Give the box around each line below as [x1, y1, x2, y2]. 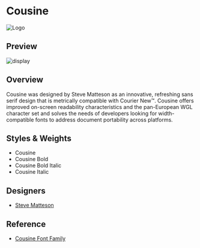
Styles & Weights [6, 133, 72, 143]
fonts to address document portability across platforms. [35, 116, 173, 123]
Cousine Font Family [14, 235, 66, 242]
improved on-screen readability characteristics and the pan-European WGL [6, 103, 193, 110]
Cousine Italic [14, 168, 49, 176]
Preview [6, 41, 38, 52]
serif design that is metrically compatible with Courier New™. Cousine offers [6, 97, 194, 104]
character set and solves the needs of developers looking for [6, 110, 157, 117]
